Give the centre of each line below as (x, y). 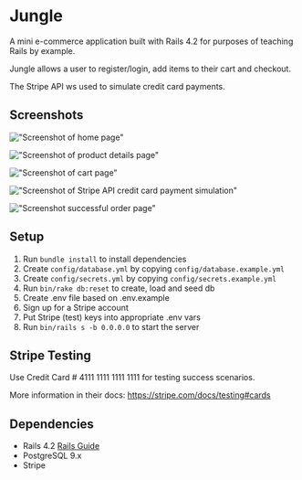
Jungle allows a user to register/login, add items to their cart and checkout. (151, 69)
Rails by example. (42, 50)
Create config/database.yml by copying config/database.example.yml (153, 268)
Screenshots (47, 115)
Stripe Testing (50, 355)
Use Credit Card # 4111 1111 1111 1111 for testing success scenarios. (132, 378)
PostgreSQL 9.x (52, 456)
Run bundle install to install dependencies (104, 259)
